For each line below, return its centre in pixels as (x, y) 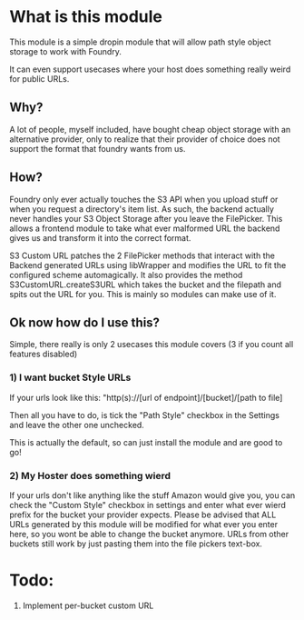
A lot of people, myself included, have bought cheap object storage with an (150, 129)
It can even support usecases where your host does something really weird (150, 69)
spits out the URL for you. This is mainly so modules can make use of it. (143, 294)
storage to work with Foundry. (66, 51)
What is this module (86, 17)
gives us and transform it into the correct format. (100, 237)
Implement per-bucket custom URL (88, 605)
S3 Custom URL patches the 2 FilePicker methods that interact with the (142, 255)
